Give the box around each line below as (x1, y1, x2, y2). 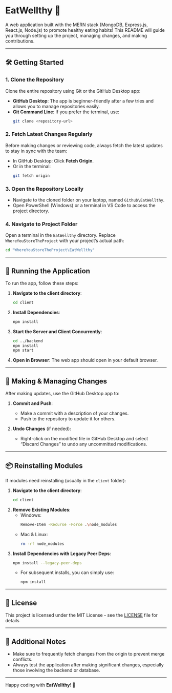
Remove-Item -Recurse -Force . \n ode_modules (20, 522, 117, 527)
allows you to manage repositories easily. (12, 103, 100, 109)
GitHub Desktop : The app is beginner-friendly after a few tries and (12, 97, 154, 104)
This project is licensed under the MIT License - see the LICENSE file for (5, 612, 158, 618)
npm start (12, 348, 34, 353)
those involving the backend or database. (12, 667, 101, 673)
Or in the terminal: (12, 163, 51, 169)
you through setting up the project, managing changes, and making (5, 32, 147, 38)
